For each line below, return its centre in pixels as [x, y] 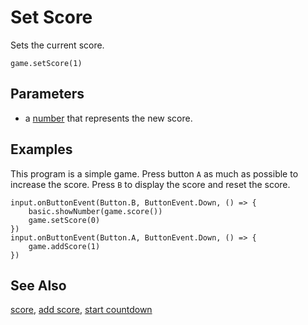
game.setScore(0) [64, 220]
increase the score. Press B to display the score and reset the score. [150, 184]
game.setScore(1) [46, 63]
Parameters [47, 94]
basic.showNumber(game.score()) [95, 211]
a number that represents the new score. [108, 118]
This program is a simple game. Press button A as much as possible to [154, 173]
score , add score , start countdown [81, 310]
